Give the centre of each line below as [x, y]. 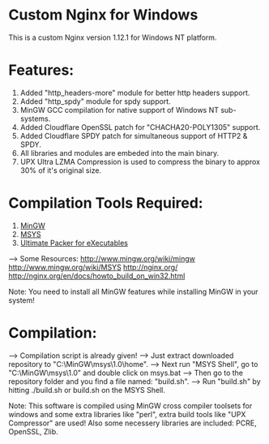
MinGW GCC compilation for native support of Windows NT [120, 110]
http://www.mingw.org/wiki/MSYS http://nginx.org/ [93, 267]
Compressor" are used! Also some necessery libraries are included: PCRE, [132, 423]
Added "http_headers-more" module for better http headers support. [135, 93]
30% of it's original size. [61, 170]
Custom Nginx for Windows [103, 15]
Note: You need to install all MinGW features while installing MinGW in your [133, 291]
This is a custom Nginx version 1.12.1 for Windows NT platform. [113, 37]
